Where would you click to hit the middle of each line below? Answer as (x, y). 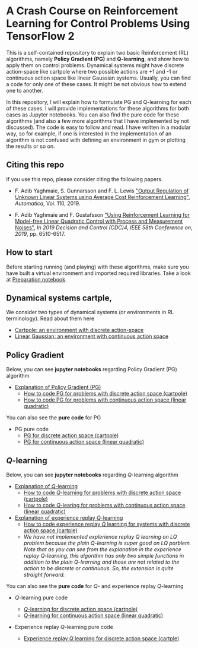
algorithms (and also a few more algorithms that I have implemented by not (98, 121)
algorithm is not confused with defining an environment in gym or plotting (96, 140)
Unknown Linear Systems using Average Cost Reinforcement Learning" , (103, 197)
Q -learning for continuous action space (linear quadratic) (93, 615)
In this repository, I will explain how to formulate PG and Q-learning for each (99, 102)
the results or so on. (31, 146)
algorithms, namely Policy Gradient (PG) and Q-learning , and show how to (98, 59)
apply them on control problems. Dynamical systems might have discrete (95, 65)
